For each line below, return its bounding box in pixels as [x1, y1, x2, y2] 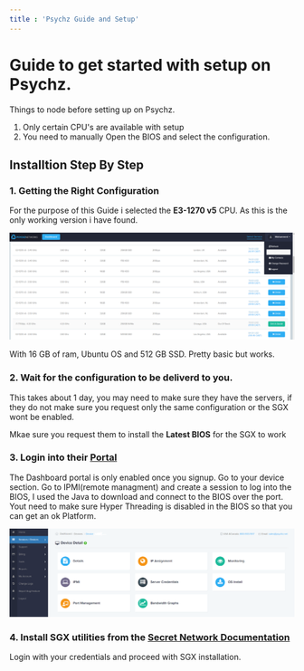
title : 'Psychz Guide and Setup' [9, 14, 140, 24]
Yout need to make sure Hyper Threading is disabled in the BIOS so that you [9, 501, 293, 512]
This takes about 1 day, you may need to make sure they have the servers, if [9, 392, 292, 403]
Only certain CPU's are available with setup [22, 121, 185, 132]
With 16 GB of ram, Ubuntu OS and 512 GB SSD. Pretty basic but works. [9, 349, 275, 359]
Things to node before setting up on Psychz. [9, 104, 176, 115]
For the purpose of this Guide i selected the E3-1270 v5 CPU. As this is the [9, 205, 288, 216]
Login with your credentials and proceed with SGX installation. [9, 652, 242, 663]
